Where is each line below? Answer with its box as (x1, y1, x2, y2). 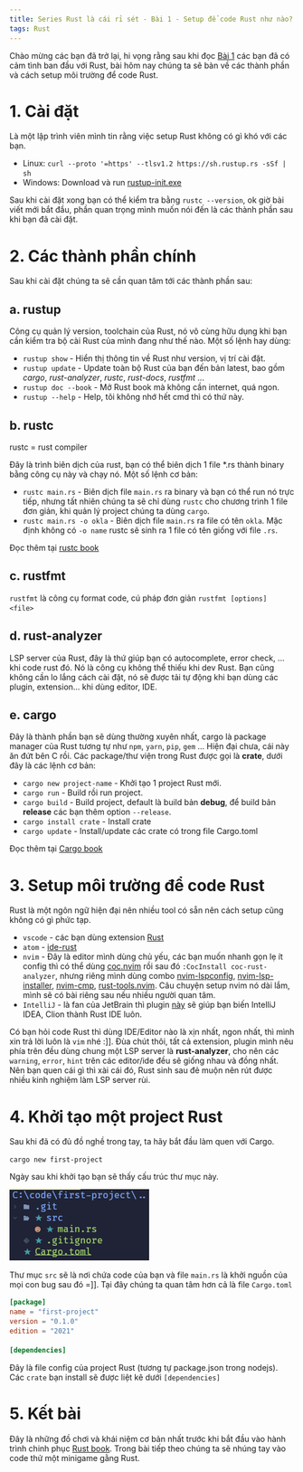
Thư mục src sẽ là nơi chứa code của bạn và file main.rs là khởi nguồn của (9, 1269, 288, 1280)
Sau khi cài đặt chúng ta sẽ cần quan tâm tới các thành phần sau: (9, 276, 253, 287)
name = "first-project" (9, 1307, 99, 1316)
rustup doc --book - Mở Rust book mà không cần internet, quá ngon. (22, 382, 280, 393)
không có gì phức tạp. (9, 915, 91, 926)
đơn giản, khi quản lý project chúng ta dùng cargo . (22, 506, 210, 516)
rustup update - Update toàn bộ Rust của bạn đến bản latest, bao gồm (22, 363, 285, 374)
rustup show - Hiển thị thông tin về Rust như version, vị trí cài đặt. (22, 353, 266, 364)
